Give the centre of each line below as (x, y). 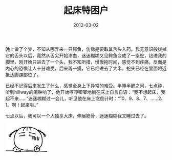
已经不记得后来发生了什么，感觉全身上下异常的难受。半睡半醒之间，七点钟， (86, 86)
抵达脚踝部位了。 (23, 74)
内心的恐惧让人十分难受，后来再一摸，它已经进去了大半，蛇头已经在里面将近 (86, 68)
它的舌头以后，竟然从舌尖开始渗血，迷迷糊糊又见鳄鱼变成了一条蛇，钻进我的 (86, 55)
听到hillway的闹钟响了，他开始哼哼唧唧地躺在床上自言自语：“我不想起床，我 (85, 92)
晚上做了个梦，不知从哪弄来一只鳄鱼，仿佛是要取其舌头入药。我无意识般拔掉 (86, 49)
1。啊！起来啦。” (22, 105)
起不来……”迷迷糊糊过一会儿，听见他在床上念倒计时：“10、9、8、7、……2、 (85, 98)
